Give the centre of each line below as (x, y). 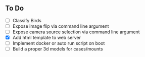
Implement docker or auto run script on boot (59, 43)
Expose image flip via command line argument (61, 26)
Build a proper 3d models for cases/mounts (58, 49)
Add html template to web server (46, 38)
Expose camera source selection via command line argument (76, 32)
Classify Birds (27, 20)
